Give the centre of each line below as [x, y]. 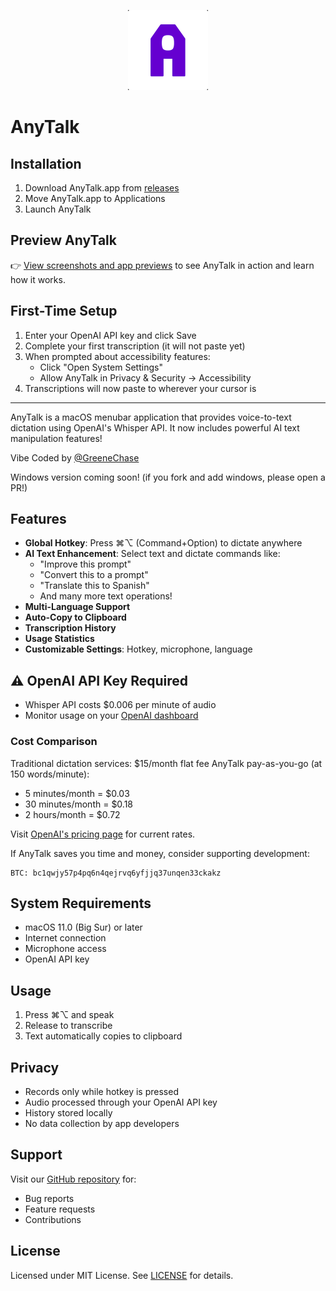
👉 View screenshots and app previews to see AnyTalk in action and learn [162, 265]
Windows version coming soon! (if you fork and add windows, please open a [168, 477]
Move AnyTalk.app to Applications [95, 198]
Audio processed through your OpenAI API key [121, 1102]
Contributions [53, 1219]
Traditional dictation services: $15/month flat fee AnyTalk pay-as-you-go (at [166, 763]
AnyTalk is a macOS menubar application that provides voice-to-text [151, 417]
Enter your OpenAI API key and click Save [110, 335]
